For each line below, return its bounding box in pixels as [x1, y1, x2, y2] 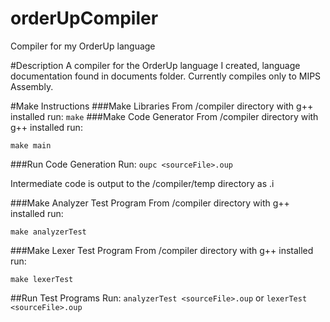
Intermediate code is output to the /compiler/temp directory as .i [10, 177, 275, 189]
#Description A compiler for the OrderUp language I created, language [10, 59, 301, 71]
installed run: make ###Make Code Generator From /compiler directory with [10, 110, 319, 122]
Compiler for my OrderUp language [10, 40, 156, 52]
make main [10, 140, 52, 151]
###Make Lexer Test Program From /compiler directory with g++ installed [10, 244, 314, 256]
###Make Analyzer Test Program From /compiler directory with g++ [10, 197, 290, 209]
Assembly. [10, 80, 54, 92]
